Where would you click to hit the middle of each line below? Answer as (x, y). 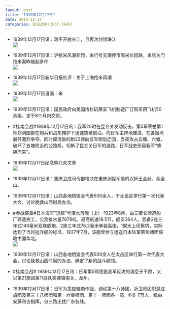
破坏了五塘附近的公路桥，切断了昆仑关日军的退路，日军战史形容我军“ (85, 146)
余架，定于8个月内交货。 (39, 116)
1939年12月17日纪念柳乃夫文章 (44, 163)
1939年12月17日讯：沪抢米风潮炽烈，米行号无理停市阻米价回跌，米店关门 (89, 55)
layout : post (19, 10)
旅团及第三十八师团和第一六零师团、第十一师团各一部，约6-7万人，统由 (87, 295)
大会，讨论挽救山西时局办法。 (44, 202)
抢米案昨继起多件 (30, 62)
